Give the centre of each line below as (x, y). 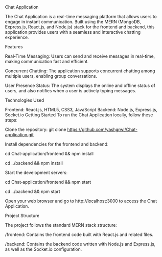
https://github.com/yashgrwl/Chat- (103, 129)
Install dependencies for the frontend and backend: (57, 144)
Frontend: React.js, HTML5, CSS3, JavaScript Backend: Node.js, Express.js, (81, 110)
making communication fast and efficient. (47, 61)
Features (14, 47)
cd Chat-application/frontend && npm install (49, 154)
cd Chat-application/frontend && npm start (48, 182)
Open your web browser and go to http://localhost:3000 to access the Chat (81, 201)
